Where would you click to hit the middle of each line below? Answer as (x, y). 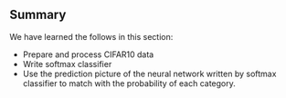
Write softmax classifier (67, 64)
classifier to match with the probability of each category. (129, 83)
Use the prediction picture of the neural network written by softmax (149, 73)
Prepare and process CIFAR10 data (88, 54)
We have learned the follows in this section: (91, 36)
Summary (38, 15)
